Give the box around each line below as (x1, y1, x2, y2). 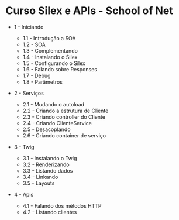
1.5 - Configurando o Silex (22, 60, 85, 67)
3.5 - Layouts (22, 180, 55, 187)
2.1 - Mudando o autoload (22, 101, 85, 108)
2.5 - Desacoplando (22, 126, 71, 133)
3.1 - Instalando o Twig (22, 154, 77, 161)
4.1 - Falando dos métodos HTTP (22, 202, 102, 209)
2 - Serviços (13, 90, 44, 97)
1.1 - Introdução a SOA (22, 35, 77, 42)
